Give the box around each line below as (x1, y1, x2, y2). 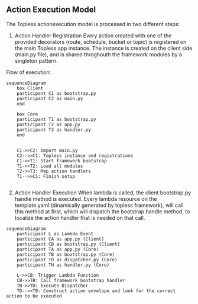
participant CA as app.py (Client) (17, 236, 105, 242)
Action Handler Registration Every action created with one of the (14, 32, 172, 39)
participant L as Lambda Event (17, 231, 94, 236)
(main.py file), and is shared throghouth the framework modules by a (14, 50, 182, 58)
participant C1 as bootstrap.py (17, 90, 96, 97)
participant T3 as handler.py (17, 127, 92, 133)
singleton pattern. (14, 57, 58, 64)
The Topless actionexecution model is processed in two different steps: (6, 20, 180, 27)
